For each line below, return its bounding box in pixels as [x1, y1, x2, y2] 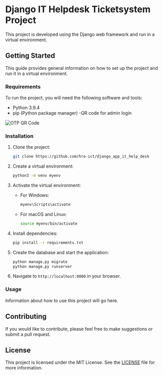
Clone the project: [12, 144, 51, 150]
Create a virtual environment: [12, 163, 74, 169]
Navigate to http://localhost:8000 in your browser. [12, 273, 121, 279]
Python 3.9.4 [12, 104, 40, 111]
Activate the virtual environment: [12, 182, 81, 189]
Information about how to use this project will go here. [5, 297, 118, 304]
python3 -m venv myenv [12, 173, 61, 178]
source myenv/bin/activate [20, 221, 78, 226]
